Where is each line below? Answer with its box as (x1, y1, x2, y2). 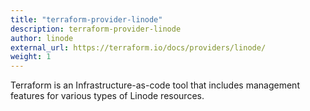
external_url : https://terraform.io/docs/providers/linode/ (10, 42, 267, 53)
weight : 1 (10, 52, 52, 62)
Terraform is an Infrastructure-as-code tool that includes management (10, 79, 300, 91)
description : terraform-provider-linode (10, 24, 182, 34)
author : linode (10, 33, 74, 43)
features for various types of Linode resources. (10, 90, 205, 102)
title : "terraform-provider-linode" (10, 14, 163, 25)
